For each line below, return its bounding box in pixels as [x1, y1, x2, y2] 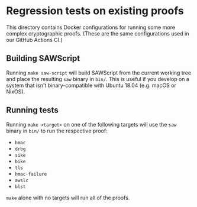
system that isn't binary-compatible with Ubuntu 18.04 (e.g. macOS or [6, 82, 176, 89]
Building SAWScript [6, 53, 80, 63]
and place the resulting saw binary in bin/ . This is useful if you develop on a [6, 75, 189, 82]
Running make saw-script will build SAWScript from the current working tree [6, 69, 192, 76]
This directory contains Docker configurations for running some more [6, 24, 176, 31]
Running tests [6, 105, 59, 115]
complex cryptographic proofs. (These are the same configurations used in [6, 30, 189, 37]
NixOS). [6, 88, 25, 95]
